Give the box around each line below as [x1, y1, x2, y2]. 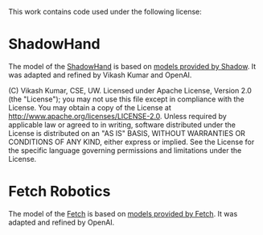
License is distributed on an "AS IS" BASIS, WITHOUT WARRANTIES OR [8, 128, 245, 138]
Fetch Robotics [8, 183, 111, 200]
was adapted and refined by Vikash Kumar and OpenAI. [8, 70, 192, 80]
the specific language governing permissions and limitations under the [8, 145, 242, 155]
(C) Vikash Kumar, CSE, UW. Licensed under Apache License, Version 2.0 [8, 85, 252, 95]
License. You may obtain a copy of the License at [8, 102, 171, 112]
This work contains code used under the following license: [8, 7, 203, 16]
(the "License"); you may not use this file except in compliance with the [8, 94, 245, 104]
